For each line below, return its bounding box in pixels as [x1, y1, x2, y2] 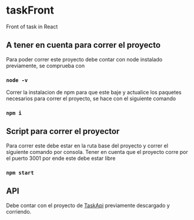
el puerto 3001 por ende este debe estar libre [6, 155, 116, 162]
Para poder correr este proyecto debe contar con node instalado [6, 55, 163, 63]
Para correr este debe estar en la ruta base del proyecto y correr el [6, 142, 169, 149]
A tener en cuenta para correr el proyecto [6, 40, 160, 50]
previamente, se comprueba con [6, 62, 85, 69]
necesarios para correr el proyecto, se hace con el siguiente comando [6, 95, 176, 102]
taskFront [6, 4, 55, 17]
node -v [6, 77, 28, 83]
